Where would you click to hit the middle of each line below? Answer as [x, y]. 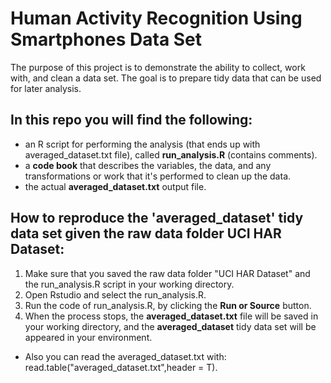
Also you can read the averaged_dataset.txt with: [125, 356]
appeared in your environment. [88, 337]
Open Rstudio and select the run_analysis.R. [115, 294]
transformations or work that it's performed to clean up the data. [158, 176]
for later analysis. [46, 88]
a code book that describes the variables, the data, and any [148, 165]
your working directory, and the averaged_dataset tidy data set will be [170, 326]
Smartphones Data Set [106, 39]
